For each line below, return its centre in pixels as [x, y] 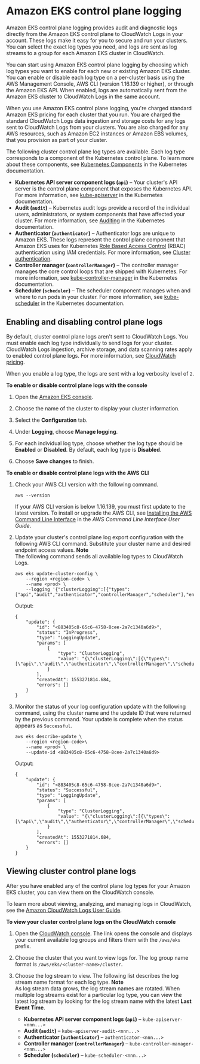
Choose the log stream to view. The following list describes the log [97, 975]
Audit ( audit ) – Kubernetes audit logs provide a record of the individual [102, 207]
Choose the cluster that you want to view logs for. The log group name [101, 957]
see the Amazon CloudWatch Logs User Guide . [64, 910]
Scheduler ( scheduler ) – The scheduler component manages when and [103, 290]
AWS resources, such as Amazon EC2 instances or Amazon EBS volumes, [97, 134]
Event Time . [30, 1007]
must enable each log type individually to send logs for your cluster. [90, 343]
